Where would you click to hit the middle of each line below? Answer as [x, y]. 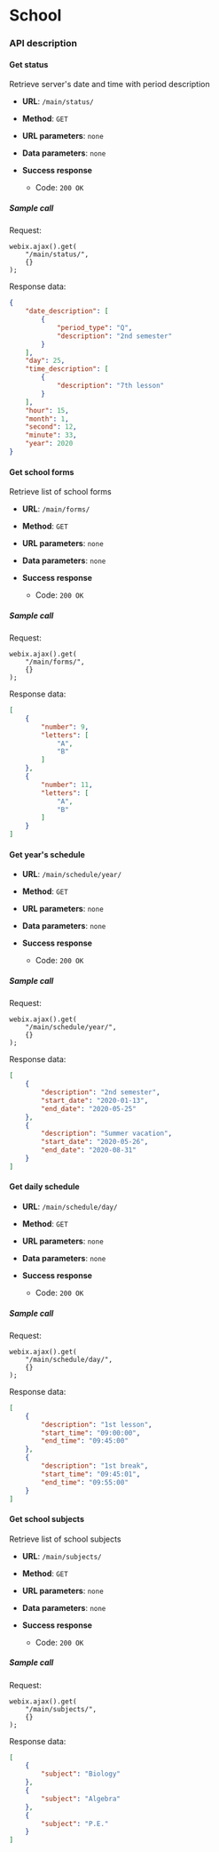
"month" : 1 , [47, 419]
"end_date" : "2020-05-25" [89, 1108]
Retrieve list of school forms [61, 492]
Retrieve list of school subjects [65, 1539]
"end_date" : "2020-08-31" [89, 1150]
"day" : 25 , [45, 361]
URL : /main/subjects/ [62, 1556]
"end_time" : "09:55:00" [85, 1482]
